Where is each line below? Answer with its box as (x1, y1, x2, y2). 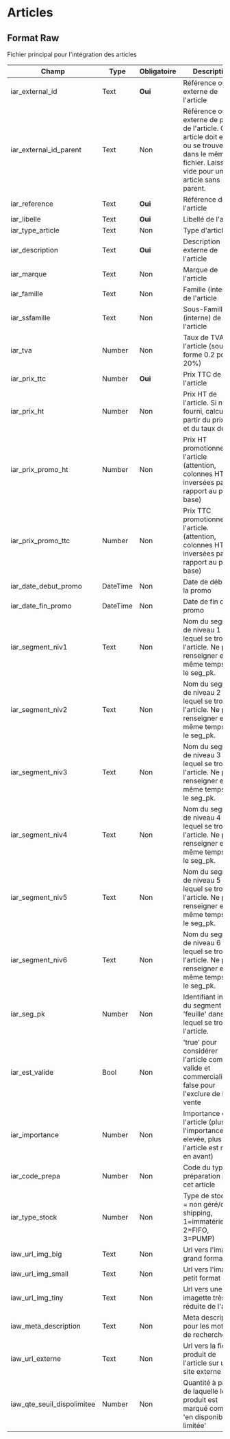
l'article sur (183, 1358, 219, 1368)
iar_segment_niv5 (10, 893, 68, 902)
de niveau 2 (183, 688, 221, 697)
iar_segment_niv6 (10, 955, 68, 964)
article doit (183, 132, 218, 141)
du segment (183, 1001, 222, 1010)
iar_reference (10, 199, 53, 209)
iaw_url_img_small (10, 1269, 68, 1279)
